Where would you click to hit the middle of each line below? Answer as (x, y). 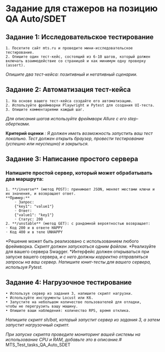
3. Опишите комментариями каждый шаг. (45, 110)
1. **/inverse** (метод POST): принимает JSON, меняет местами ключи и (80, 189)
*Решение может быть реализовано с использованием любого (72, 241)
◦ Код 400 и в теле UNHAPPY (34, 232)
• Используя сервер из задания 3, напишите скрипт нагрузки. (69, 294)
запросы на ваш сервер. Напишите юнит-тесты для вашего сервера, (78, 262)
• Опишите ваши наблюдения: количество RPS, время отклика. (68, 311)
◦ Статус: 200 (29, 219)
